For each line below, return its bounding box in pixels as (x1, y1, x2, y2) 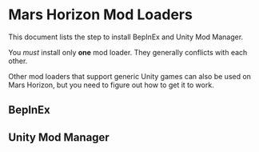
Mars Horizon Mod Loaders (8, 6, 193, 24)
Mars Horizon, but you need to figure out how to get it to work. (8, 80, 214, 90)
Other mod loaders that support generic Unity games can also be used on (8, 71, 252, 81)
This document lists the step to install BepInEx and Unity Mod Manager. (8, 32, 244, 42)
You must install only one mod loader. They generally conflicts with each (8, 47, 248, 57)
